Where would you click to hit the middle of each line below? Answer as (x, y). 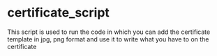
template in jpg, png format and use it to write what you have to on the (108, 39)
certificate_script (59, 13)
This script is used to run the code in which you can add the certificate (109, 32)
